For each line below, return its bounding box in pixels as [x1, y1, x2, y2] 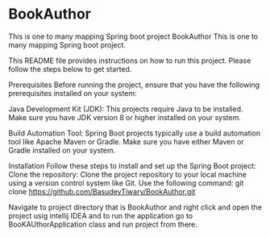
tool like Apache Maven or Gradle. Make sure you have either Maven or [8, 136, 244, 146]
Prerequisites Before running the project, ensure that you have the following [8, 80, 260, 89]
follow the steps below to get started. [8, 64, 132, 73]
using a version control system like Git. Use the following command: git [8, 178, 244, 188]
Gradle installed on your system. [8, 145, 116, 155]
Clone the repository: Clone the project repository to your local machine [8, 169, 247, 179]
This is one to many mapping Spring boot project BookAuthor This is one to [8, 31, 259, 41]
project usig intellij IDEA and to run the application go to [8, 210, 193, 220]
